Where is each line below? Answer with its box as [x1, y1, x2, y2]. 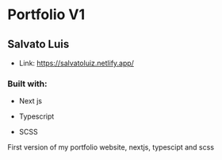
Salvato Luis [7, 37, 70, 51]
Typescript [18, 111, 55, 121]
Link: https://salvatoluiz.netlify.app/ [18, 58, 134, 68]
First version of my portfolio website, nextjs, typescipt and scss [7, 142, 215, 152]
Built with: [7, 78, 48, 89]
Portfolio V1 [7, 6, 86, 24]
